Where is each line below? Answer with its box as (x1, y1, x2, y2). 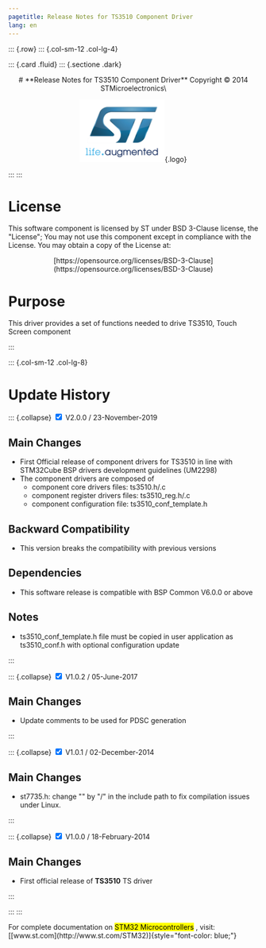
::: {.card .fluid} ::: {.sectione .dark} (8, 60, 122, 69)
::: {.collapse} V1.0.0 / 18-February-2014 (8, 832, 151, 842)
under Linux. (19, 800, 61, 810)
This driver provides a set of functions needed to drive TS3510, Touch (8, 319, 237, 328)
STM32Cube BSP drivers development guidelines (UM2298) (19, 466, 218, 475)
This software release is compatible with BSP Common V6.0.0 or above (19, 587, 253, 597)
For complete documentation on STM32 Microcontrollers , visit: (8, 923, 216, 931)
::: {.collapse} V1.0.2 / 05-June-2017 (8, 671, 138, 681)
